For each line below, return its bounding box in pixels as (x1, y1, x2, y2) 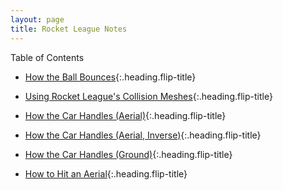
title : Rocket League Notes (10, 24, 128, 34)
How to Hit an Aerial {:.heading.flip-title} (24, 167, 188, 180)
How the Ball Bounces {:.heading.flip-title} (24, 71, 197, 83)
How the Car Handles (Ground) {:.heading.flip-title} (24, 148, 233, 160)
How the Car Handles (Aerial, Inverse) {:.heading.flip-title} (24, 129, 262, 141)
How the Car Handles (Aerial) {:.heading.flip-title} (24, 109, 227, 121)
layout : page (10, 14, 65, 25)
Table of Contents (10, 51, 85, 63)
